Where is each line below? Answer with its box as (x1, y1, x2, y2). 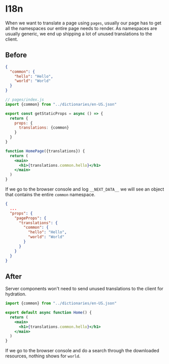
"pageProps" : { (14, 216, 47, 221)
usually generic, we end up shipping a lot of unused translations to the (5, 31, 152, 37)
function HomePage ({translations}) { (5, 148, 85, 154)
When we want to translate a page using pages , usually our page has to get (5, 20, 161, 26)
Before (5, 51, 27, 59)
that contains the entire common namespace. (5, 192, 95, 197)
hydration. (5, 291, 27, 297)
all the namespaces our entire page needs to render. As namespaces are (5, 25, 157, 31)
